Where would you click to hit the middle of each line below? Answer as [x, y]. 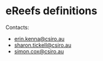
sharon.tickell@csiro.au [43, 45]
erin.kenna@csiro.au [39, 38]
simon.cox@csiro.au [39, 51]
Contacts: [17, 27]
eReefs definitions [51, 11]
